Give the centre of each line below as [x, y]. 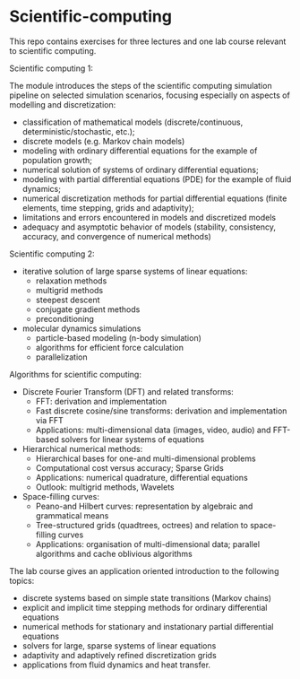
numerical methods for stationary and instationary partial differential [148, 626]
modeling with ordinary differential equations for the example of [140, 151]
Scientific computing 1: [51, 68]
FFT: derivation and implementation [101, 401]
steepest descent [68, 300]
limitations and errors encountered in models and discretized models [149, 217]
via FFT [50, 420]
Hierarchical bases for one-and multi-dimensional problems [146, 458]
